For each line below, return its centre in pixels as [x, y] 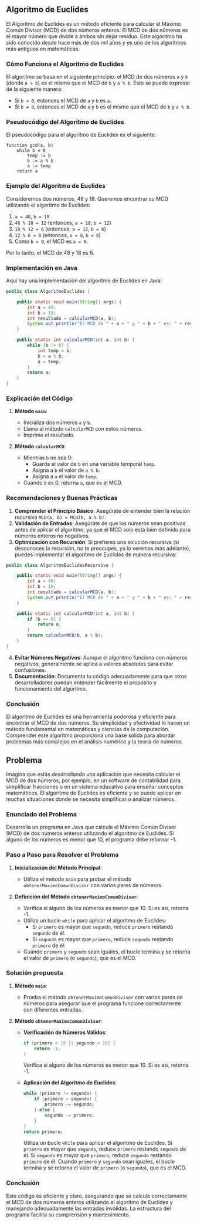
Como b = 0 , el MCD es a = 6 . [51, 241]
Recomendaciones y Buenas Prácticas [62, 498]
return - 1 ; [47, 1049]
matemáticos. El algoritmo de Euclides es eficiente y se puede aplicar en [94, 793]
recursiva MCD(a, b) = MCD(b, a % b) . [60, 517]
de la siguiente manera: [34, 89]
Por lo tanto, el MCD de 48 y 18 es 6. [50, 252]
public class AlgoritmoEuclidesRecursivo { [60, 565]
